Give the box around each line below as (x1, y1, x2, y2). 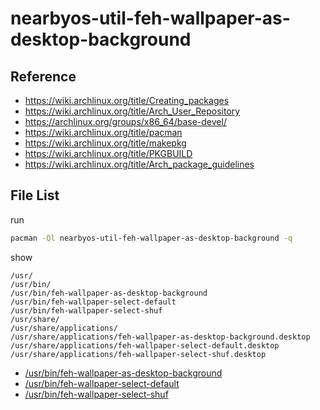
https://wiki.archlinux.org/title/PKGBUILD (24, 148, 193, 159)
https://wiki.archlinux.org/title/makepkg (24, 137, 187, 149)
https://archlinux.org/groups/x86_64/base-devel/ (24, 116, 227, 127)
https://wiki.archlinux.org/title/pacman (24, 127, 183, 138)
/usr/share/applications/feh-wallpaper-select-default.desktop (10, 340, 280, 351)
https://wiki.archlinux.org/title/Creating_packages (24, 95, 230, 106)
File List (10, 187, 60, 204)
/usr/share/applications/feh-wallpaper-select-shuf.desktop (10, 349, 267, 359)
